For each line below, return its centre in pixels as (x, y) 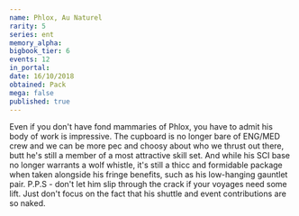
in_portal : (30, 68)
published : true (40, 101)
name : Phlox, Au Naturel (56, 18)
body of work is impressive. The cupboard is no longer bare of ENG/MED (145, 137)
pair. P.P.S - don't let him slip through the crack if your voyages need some (149, 184)
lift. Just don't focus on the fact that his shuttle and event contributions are (148, 193)
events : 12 (30, 59)
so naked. (27, 203)
